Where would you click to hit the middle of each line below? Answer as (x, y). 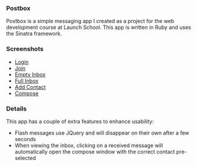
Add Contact (30, 87)
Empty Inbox (30, 74)
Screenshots (25, 49)
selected (25, 158)
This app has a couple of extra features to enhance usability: (80, 121)
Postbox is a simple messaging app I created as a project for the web (90, 21)
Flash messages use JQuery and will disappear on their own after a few (102, 133)
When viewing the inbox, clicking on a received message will (89, 145)
